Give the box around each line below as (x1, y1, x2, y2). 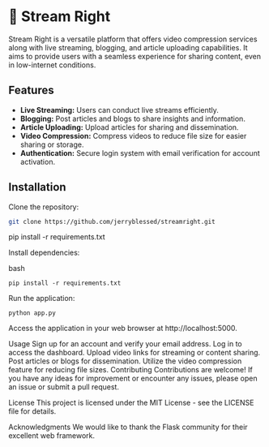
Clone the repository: (8, 202, 79, 212)
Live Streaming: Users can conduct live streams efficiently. (19, 105, 219, 114)
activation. (19, 157, 55, 166)
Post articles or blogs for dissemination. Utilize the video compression (8, 356, 242, 366)
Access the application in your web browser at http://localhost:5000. (8, 324, 237, 333)
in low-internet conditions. (8, 60, 96, 70)
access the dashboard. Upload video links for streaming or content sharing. (8, 348, 261, 358)
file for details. (8, 406, 57, 416)
